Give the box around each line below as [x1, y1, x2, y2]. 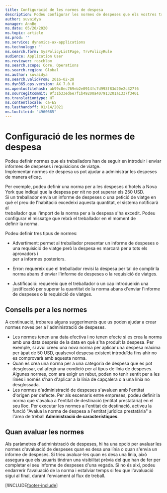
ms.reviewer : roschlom [5, 58, 52, 63]
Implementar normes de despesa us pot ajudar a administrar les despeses [5, 168, 157, 175]
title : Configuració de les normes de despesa [5, 7, 103, 12]
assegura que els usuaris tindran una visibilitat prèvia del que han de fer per [5, 457, 161, 463]
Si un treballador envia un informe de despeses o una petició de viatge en [5, 194, 157, 200]
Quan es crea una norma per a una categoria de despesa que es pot [12, 360, 153, 366]
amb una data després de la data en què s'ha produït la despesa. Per [12, 339, 154, 345]
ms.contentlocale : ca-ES [5, 100, 57, 105]
